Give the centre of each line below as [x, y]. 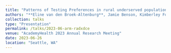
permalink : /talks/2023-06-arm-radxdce [48, 29]
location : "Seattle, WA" [32, 43]
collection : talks [25, 19]
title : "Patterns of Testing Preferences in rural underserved [74, 10]
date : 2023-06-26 [24, 38]
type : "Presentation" [28, 24]
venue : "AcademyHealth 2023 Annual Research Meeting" [64, 33]
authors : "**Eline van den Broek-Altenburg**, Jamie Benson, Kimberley [83, 15]
